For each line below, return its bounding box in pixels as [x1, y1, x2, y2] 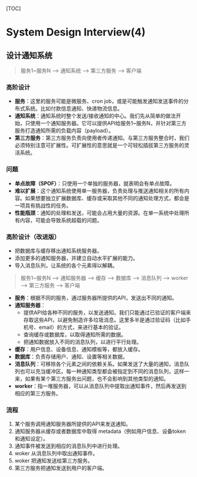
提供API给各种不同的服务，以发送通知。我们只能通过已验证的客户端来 [23, 309, 191, 316]
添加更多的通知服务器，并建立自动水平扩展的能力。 [14, 254, 138, 261]
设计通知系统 [6, 50, 53, 61]
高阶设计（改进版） [6, 232, 60, 241]
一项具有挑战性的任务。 [14, 202, 72, 209]
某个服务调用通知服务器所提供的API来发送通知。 [14, 421, 131, 428]
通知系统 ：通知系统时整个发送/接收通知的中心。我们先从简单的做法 [14, 112, 176, 119]
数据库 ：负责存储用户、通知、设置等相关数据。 [14, 353, 128, 360]
